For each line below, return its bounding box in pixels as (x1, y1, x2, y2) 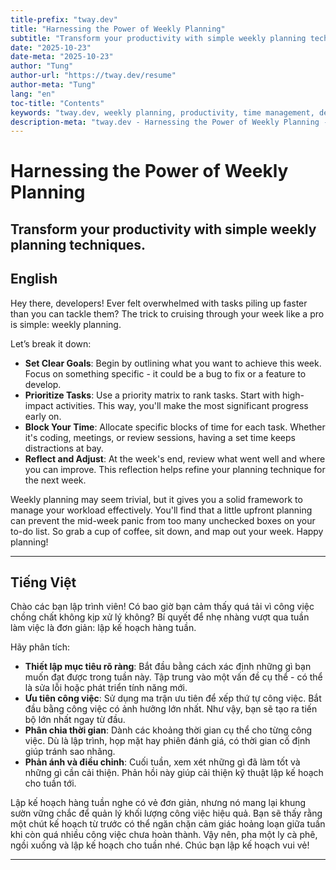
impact (24, 399, 54, 411)
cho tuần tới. (24, 777, 77, 790)
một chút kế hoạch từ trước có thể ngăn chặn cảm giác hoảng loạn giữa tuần (10, 818, 326, 830)
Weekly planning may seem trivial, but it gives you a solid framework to (10, 493, 303, 505)
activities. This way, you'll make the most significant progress (55, 399, 309, 411)
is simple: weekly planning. (10, 318, 122, 330)
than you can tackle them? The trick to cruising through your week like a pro (10, 307, 325, 320)
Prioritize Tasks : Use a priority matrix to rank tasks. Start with (24, 389, 281, 401)
